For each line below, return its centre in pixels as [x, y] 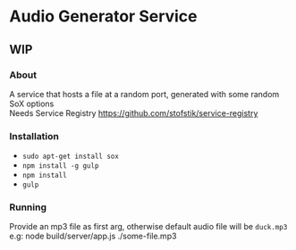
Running [28, 207]
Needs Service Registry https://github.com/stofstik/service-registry [134, 112]
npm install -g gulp [60, 166]
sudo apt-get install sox [70, 157]
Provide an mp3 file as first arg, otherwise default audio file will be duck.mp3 [148, 227]
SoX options [32, 104]
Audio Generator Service [104, 17]
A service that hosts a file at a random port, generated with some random [144, 94]
